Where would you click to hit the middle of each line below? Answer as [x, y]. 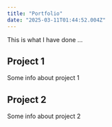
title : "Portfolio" [35, 13]
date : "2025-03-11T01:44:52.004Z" [57, 20]
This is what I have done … [45, 39]
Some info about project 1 [43, 78]
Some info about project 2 [44, 116]
